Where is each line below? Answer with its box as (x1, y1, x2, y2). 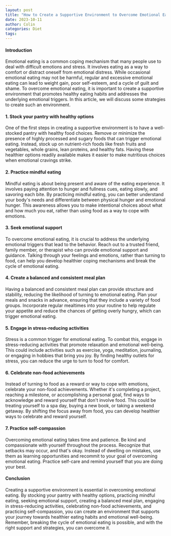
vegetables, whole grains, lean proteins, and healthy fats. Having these (5, 147, 154, 153)
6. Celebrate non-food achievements (5, 370, 85, 376)
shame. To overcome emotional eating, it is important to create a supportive (5, 85, 164, 92)
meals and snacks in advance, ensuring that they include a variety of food (5, 297, 160, 303)
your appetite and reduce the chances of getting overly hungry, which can (5, 308, 161, 314)
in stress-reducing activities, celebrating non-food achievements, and (5, 503, 152, 509)
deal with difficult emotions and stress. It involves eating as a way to (5, 64, 149, 70)
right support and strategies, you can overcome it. (5, 524, 110, 531)
